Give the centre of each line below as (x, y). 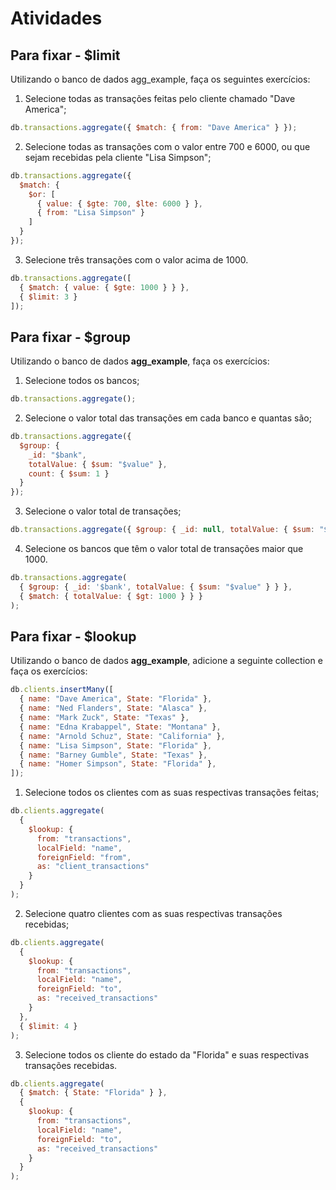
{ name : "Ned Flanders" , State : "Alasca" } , (113, 708)
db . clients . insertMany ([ (62, 690)
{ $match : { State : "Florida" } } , (93, 1093)
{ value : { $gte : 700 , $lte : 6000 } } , (119, 203)
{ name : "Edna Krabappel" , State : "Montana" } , (120, 727)
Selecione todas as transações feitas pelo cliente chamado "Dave (160, 98)
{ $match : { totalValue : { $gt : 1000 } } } (111, 596)
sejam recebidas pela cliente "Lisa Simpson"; (118, 157)
